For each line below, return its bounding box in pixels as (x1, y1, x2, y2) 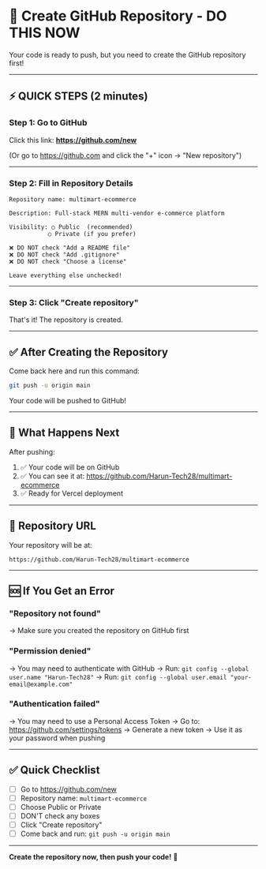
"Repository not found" (9, 608, 101, 619)
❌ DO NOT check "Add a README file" (9, 244, 131, 252)
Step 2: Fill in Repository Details (9, 178, 133, 189)
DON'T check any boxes (20, 811, 100, 820)
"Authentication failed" (9, 699, 101, 710)
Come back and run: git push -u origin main (20, 829, 170, 838)
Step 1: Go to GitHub (9, 118, 88, 129)
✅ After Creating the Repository (9, 345, 169, 358)
